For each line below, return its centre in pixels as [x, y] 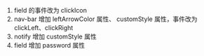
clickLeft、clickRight [43, 28]
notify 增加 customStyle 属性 [55, 36]
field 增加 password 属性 [49, 45]
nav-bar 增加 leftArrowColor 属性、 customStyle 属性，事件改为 [106, 19]
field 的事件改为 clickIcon [50, 10]
